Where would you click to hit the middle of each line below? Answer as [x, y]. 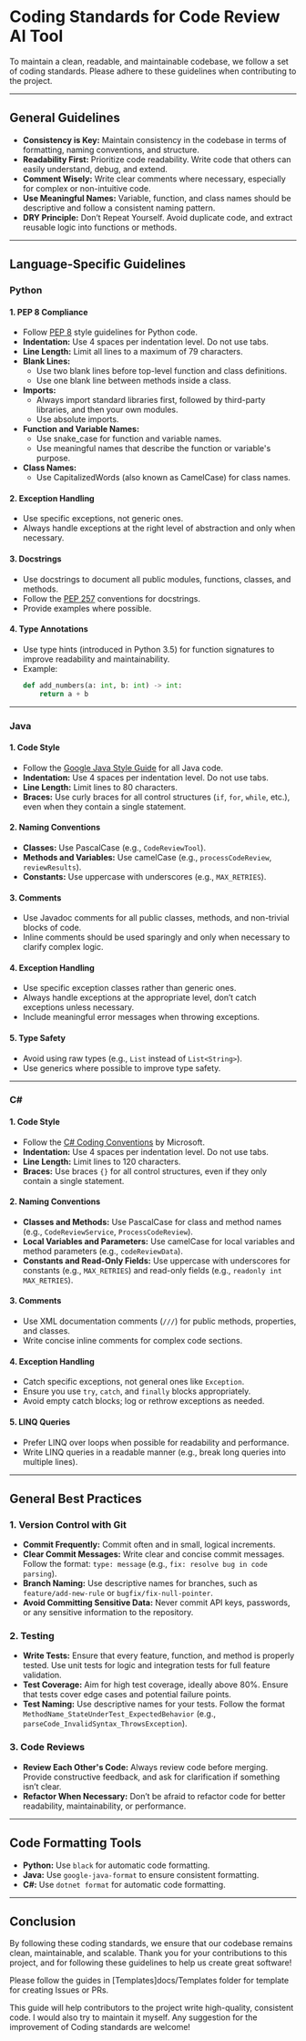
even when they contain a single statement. [104, 806]
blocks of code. [52, 928]
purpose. [53, 459]
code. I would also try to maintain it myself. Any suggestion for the [133, 2017]
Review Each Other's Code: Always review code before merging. [145, 1767]
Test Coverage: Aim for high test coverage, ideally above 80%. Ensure [155, 1685]
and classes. [46, 1331]
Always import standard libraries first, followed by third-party [151, 400]
